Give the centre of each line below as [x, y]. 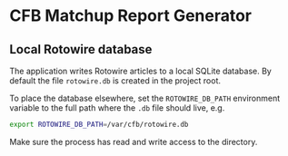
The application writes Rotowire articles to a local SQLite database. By [141, 71]
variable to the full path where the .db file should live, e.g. [117, 108]
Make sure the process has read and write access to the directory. [134, 141]
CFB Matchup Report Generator [131, 16]
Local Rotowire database [81, 49]
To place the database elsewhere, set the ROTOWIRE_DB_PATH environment [145, 98]
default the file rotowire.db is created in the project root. [115, 81]
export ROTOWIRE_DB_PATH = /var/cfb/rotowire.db [99, 124]
